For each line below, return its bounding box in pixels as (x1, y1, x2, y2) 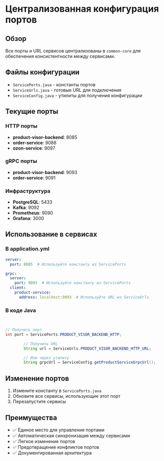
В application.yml (5, 246, 50, 253)
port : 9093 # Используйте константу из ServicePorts (14, 280, 131, 286)
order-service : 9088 (12, 139, 57, 145)
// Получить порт (5, 327, 42, 332)
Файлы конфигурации (5, 68, 80, 77)
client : (10, 285, 26, 290)
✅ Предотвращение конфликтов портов (12, 444, 99, 450)
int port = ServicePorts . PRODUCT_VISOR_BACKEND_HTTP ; (5, 332, 122, 337)
